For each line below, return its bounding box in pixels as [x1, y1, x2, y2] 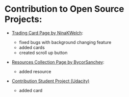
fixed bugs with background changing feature [19, 39, 111, 45]
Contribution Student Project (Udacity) [11, 78, 90, 84]
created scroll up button [19, 50, 68, 56]
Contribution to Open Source [4, 3, 125, 15]
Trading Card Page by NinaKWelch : [11, 30, 83, 36]
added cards [19, 44, 45, 50]
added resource [19, 68, 52, 74]
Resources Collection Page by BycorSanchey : [11, 59, 104, 65]
